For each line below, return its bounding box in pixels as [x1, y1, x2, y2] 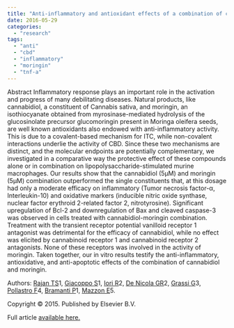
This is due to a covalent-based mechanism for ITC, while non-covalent [7, 132, 212, 140]
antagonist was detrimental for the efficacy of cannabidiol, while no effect [7, 228, 219, 237]
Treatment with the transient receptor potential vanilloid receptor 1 [7, 221, 197, 229]
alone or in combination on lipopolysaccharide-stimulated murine [7, 162, 194, 170]
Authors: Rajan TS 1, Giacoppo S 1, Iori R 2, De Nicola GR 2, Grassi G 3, [7, 279, 201, 287]
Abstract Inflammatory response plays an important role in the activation [7, 88, 215, 96]
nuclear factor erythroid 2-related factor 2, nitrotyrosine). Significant [7, 198, 204, 207]
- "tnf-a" [13, 68, 42, 75]
